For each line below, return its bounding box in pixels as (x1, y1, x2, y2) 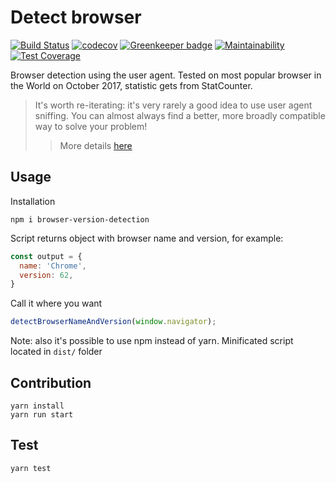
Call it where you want (10, 297, 103, 310)
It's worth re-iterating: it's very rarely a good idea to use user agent (34, 99, 313, 111)
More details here (59, 139, 133, 151)
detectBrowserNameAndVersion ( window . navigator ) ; (10, 317, 217, 327)
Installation (10, 195, 56, 207)
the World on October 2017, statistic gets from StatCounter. (10, 79, 253, 91)
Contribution (10, 374, 92, 391)
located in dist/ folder (10, 346, 103, 358)
